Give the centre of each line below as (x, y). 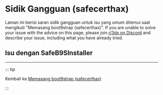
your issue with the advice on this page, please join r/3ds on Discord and (78, 32)
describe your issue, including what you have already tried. (64, 38)
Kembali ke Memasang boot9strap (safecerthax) (53, 79)
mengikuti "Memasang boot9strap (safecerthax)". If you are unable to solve (81, 27)
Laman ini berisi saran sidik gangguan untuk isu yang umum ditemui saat (78, 22)
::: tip (10, 69)
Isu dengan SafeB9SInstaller (49, 53)
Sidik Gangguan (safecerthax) (67, 9)
